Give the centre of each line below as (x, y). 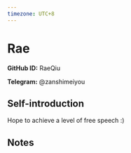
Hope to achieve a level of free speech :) (66, 121)
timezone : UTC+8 (31, 14)
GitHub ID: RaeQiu (34, 68)
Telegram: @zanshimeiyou (46, 81)
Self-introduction (46, 104)
